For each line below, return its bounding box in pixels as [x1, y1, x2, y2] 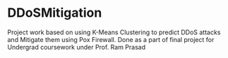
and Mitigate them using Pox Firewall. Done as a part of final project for [7, 35, 215, 43]
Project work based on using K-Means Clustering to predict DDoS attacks [7, 28, 221, 36]
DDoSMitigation [7, 5, 102, 21]
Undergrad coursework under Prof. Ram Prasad [7, 43, 146, 51]
